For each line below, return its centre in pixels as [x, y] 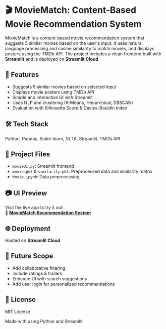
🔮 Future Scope [29, 256]
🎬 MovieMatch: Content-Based [71, 10]
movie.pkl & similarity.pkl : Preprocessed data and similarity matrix [82, 171]
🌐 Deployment [28, 228]
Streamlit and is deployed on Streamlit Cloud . [53, 59]
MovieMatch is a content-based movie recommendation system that [75, 38]
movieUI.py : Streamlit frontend [43, 166]
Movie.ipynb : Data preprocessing [46, 177]
